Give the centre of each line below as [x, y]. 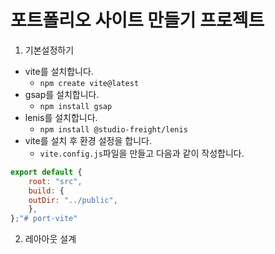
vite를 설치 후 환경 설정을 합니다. [88, 140]
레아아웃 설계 [50, 239]
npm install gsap [76, 106]
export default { [46, 172]
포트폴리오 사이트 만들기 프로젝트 [137, 20]
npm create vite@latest [89, 83]
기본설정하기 [49, 50]
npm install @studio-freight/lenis [113, 129]
